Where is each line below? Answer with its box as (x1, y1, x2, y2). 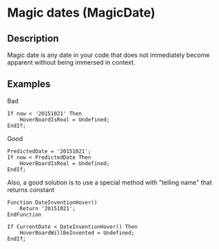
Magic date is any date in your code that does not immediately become (7, 51, 210, 59)
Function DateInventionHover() (7, 199, 98, 206)
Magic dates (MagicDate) (7, 5, 156, 21)
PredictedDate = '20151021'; (7, 148, 91, 155)
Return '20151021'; (19, 205, 76, 212)
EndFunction (7, 211, 42, 218)
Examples (7, 78, 51, 90)
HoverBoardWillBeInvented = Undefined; (19, 229, 135, 237)
